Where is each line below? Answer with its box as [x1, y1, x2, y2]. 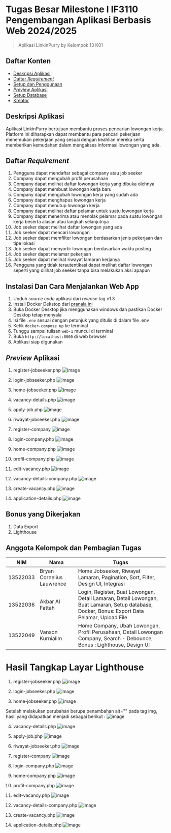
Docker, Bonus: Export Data [78, 607, 144, 614]
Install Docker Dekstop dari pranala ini [13, 301, 93, 307]
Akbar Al [40, 598, 60, 605]
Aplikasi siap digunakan [13, 339, 63, 345]
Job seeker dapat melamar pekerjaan [13, 251, 91, 257]
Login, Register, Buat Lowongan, [78, 588, 155, 595]
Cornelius [40, 573, 63, 581]
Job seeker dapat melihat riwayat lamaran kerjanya [13, 256, 120, 263]
